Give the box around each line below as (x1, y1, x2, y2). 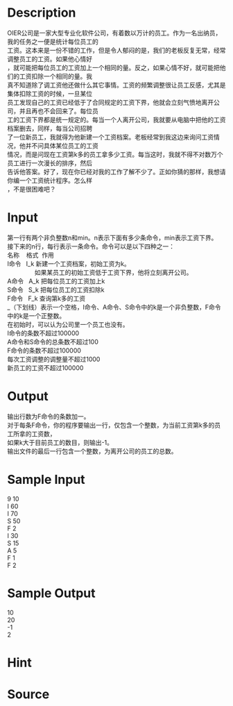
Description (7, 5, 76, 21)
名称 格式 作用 (7, 251, 54, 259)
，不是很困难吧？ (7, 185, 56, 193)
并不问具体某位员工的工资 (25, 141, 98, 150)
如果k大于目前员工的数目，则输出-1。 (7, 438, 113, 446)
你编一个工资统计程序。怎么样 (7, 176, 92, 185)
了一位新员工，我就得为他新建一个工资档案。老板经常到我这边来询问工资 (7, 133, 214, 141)
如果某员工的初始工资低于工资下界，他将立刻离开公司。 (34, 268, 193, 276)
